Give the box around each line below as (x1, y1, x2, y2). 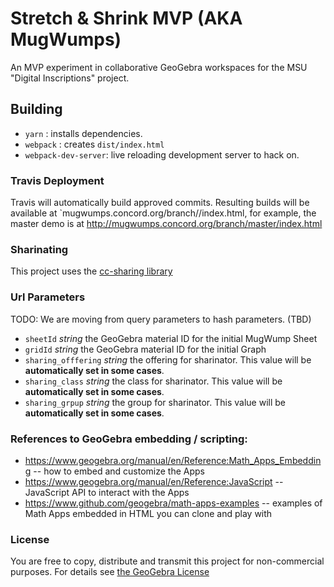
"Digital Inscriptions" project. (10, 72, 130, 84)
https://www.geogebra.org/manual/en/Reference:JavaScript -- (24, 475, 284, 487)
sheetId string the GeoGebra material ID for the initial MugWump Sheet (24, 332, 318, 344)
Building (10, 101, 63, 118)
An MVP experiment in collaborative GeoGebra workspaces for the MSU (10, 61, 308, 73)
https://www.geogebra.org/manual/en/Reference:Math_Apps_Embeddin (24, 454, 322, 466)
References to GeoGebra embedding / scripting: (10, 432, 248, 446)
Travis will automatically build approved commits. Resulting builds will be (10, 197, 310, 209)
